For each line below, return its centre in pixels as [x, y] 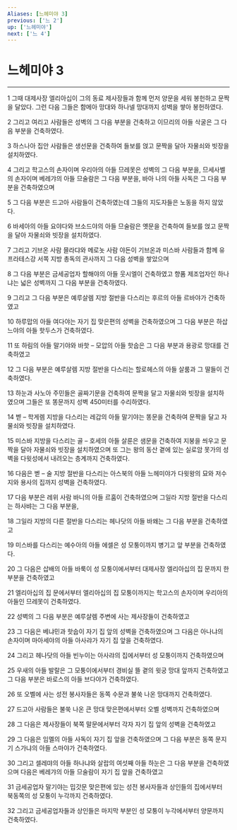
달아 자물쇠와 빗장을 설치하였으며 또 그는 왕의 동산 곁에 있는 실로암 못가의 [121, 450]
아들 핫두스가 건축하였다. [60, 331]
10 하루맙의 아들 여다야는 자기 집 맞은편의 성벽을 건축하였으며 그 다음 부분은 [111, 321]
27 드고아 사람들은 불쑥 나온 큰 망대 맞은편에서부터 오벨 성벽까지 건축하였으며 [114, 709]
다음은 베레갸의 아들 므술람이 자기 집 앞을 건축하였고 [92, 772]
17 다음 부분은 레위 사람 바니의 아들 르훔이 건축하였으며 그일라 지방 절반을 [108, 497]
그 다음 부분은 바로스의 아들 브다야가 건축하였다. [73, 680]
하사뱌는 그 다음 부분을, [47, 506]
